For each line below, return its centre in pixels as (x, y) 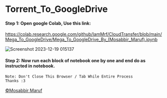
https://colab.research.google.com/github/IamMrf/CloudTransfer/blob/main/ (84, 34)
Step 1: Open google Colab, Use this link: (48, 23)
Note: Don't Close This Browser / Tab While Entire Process (69, 76)
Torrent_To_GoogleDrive (56, 9)
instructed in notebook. (30, 66)
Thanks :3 (15, 81)
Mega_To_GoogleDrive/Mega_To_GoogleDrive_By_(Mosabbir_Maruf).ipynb (81, 40)
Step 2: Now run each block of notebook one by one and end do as (75, 60)
